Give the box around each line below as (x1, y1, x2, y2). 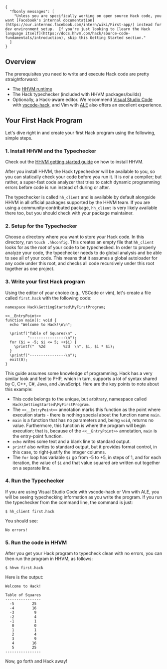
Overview (5, 57, 36, 66)
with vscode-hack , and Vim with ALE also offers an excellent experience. (12, 101, 163, 107)
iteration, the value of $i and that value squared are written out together (12, 459, 161, 465)
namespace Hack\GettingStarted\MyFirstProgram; (5, 304, 106, 309)
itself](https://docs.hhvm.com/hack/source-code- (25, 31, 131, 36)
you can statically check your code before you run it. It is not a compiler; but (5, 173, 162, 179)
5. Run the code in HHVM (5, 539, 67, 546)
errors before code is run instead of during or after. (5, 184, 110, 190)
